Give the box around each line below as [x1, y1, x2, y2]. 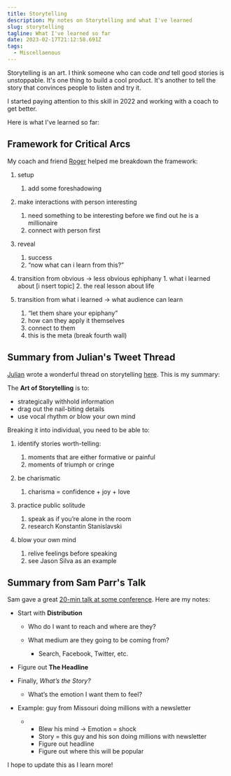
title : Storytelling [7, 10, 68, 18]
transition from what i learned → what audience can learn [17, 295, 183, 303]
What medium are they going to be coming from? [27, 636, 169, 644]
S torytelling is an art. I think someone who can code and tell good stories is [7, 68, 225, 77]
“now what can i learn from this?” [27, 261, 125, 269]
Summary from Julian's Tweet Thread [7, 352, 176, 363]
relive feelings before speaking [27, 549, 118, 557]
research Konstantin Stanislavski [27, 522, 122, 530]
